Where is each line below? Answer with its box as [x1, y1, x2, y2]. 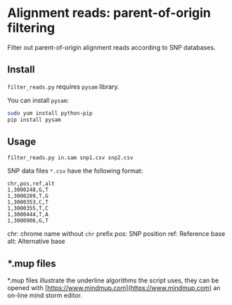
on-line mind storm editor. [7, 291, 83, 300]
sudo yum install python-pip [7, 109, 93, 117]
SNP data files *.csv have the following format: [7, 167, 143, 175]
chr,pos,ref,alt [7, 180, 55, 187]
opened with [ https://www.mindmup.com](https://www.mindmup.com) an [7, 284, 221, 292]
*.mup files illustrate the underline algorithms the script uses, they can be [7, 276, 219, 285]
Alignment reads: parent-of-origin [7, 5, 211, 21]
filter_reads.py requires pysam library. [7, 82, 120, 91]
